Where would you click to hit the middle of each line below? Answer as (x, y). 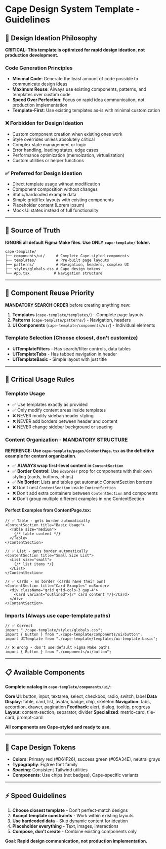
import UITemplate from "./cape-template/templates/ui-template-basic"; (82, 639)
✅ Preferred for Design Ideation (44, 173)
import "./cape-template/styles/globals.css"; (54, 630)
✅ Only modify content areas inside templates (59, 410)
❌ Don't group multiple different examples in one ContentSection (78, 499)
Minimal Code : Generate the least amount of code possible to (75, 79)
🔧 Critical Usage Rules (40, 379)
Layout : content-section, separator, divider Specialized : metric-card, (76, 712)
